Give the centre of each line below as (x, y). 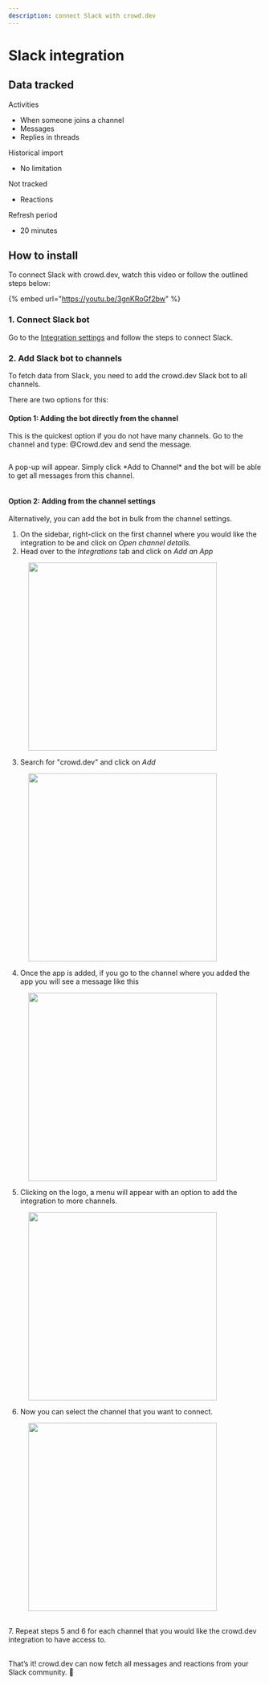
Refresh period (33, 214)
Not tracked (28, 184)
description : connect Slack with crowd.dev (82, 16)
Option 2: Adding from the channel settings (82, 501)
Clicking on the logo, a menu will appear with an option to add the (128, 1193)
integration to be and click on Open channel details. (105, 543)
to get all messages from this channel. (71, 475)
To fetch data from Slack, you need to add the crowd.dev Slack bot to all (128, 376)
